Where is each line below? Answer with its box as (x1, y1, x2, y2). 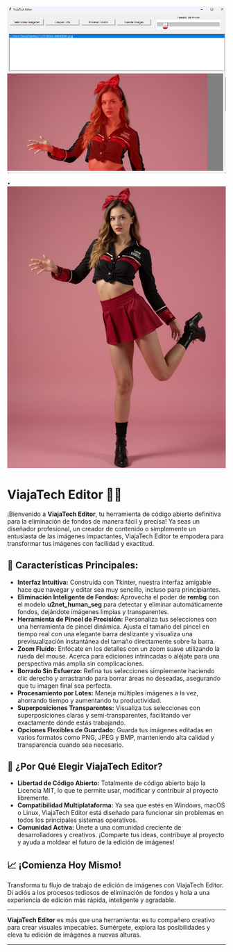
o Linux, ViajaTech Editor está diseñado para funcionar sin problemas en (17, 809, 224, 817)
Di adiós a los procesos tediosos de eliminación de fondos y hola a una (7, 889, 210, 897)
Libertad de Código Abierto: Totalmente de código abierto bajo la (17, 779, 206, 787)
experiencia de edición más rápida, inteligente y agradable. (7, 896, 176, 904)
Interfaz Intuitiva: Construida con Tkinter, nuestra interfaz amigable (17, 578, 212, 586)
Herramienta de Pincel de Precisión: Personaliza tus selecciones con (17, 615, 217, 623)
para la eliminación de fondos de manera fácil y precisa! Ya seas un (7, 517, 200, 525)
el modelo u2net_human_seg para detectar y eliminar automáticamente (17, 600, 223, 608)
